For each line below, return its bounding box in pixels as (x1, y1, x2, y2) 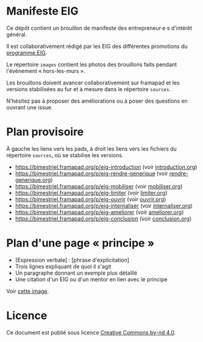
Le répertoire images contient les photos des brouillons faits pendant (6, 61, 177, 68)
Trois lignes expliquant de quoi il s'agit (15, 262, 111, 270)
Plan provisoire (6, 125, 84, 139)
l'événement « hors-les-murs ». (6, 67, 86, 74)
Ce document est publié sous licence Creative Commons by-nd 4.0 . (6, 329, 176, 336)
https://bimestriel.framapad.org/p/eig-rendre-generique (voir (15, 169, 168, 177)
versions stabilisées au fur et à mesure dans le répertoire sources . (6, 85, 171, 92)
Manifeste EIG (6, 4, 79, 18)
